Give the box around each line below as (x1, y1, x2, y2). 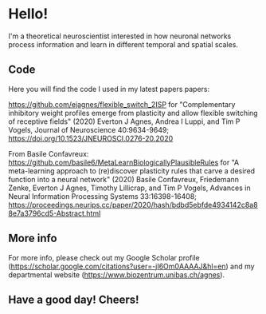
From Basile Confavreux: (8, 149, 89, 158)
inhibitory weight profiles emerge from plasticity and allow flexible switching (8, 108, 258, 117)
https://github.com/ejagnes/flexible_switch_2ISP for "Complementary (8, 99, 236, 109)
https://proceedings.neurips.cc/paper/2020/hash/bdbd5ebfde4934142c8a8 (8, 200, 258, 209)
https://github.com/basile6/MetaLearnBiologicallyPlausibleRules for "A (8, 157, 240, 167)
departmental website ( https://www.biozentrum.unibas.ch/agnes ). (8, 269, 225, 280)
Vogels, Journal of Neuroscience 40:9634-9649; (8, 125, 170, 134)
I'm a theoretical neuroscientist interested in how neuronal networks (8, 31, 232, 41)
